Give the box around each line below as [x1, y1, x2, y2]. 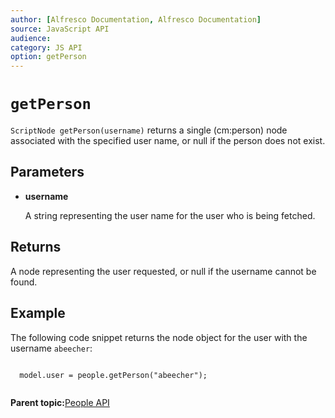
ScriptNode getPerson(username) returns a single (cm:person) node [10, 124, 288, 136]
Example [10, 305, 66, 322]
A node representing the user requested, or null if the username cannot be [10, 265, 317, 277]
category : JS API [10, 42, 83, 53]
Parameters [10, 164, 85, 181]
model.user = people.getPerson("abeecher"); [19, 370, 208, 380]
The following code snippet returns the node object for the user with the [10, 331, 308, 343]
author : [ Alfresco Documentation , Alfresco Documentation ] [10, 14, 262, 25]
